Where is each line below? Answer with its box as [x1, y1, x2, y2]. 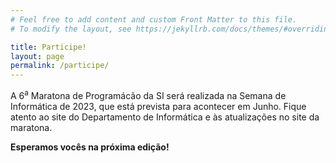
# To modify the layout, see [10, 24, 132, 34]
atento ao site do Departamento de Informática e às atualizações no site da [10, 111, 320, 123]
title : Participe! [10, 42, 87, 52]
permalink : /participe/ [10, 61, 110, 71]
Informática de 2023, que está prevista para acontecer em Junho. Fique [10, 100, 307, 112]
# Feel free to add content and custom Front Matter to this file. [10, 14, 298, 25]
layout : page [10, 51, 65, 61]
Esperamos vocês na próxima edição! [10, 141, 170, 153]
